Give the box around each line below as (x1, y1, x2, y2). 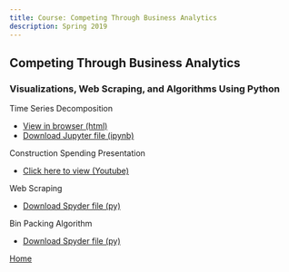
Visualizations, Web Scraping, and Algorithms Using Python (9, 83, 280, 95)
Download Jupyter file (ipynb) (22, 131, 135, 141)
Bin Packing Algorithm (9, 219, 93, 229)
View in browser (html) (22, 121, 108, 131)
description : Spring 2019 (9, 22, 107, 31)
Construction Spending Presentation (9, 148, 145, 159)
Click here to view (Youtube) (22, 165, 130, 177)
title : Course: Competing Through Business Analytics (9, 13, 218, 23)
